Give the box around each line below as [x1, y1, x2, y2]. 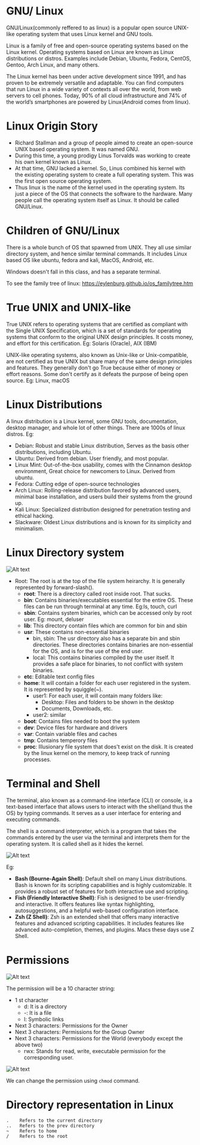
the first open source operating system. [14, 177, 112, 184]
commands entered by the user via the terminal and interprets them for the [6, 834, 190, 841]
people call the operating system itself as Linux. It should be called [14, 196, 179, 203]
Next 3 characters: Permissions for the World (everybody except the [14, 1035, 183, 1042]
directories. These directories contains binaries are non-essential [32, 641, 193, 648]
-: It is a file [23, 1009, 52, 1016]
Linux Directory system [6, 546, 124, 559]
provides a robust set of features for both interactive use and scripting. [14, 888, 189, 895]
